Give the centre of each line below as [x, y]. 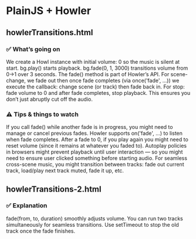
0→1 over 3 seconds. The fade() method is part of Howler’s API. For [88, 74]
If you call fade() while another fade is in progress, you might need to [89, 127]
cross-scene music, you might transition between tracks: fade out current [95, 165]
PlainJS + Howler [49, 11]
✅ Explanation [27, 206]
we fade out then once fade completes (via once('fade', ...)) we [103, 80]
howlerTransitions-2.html [54, 189]
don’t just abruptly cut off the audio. [49, 99]
